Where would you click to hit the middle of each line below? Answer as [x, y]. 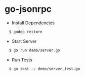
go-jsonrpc [28, 9]
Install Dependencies [33, 23]
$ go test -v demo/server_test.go [44, 69]
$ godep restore [26, 32]
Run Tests [22, 60]
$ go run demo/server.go [35, 50]
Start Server [24, 41]
